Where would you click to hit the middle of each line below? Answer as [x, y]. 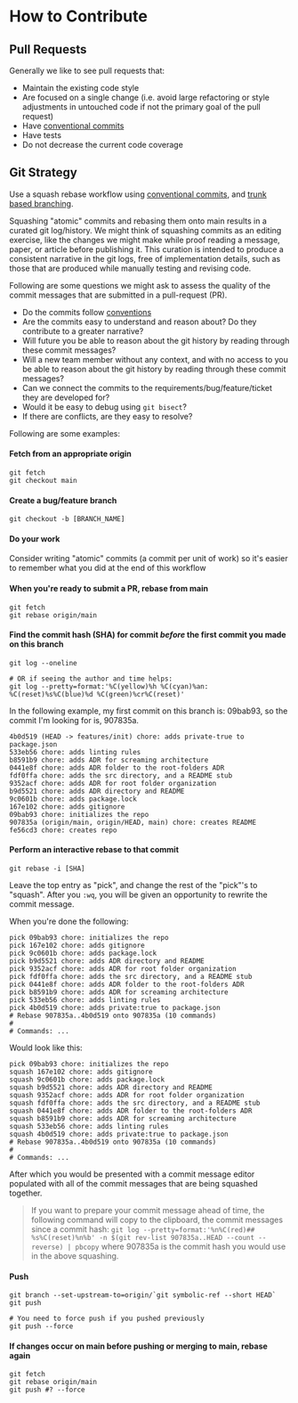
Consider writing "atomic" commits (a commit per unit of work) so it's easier [149, 559]
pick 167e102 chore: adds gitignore [77, 946]
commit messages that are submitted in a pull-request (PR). [118, 295]
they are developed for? [66, 397]
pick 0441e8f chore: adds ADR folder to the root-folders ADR [127, 985]
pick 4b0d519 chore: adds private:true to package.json [115, 1008]
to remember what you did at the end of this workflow [108, 568]
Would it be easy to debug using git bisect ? [104, 406]
